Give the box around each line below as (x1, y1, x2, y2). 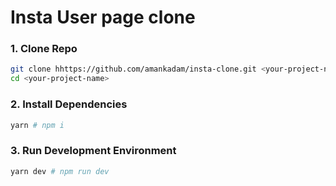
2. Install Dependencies (10, 97, 128, 111)
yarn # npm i (10, 120, 65, 130)
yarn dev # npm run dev (10, 166, 110, 176)
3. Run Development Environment (10, 144, 177, 158)
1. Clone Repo (10, 42, 78, 56)
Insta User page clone (10, 6, 196, 29)
